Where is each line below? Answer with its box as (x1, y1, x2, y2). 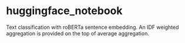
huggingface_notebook (6, 4, 123, 18)
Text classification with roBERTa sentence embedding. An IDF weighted (6, 24, 179, 31)
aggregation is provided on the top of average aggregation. (6, 29, 150, 37)
